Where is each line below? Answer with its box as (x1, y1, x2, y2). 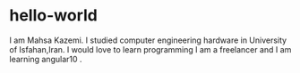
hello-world (9, 5, 99, 26)
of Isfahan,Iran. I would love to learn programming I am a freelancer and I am (9, 44, 292, 54)
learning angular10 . (9, 53, 82, 64)
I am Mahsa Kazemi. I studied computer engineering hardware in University (9, 35, 287, 45)
